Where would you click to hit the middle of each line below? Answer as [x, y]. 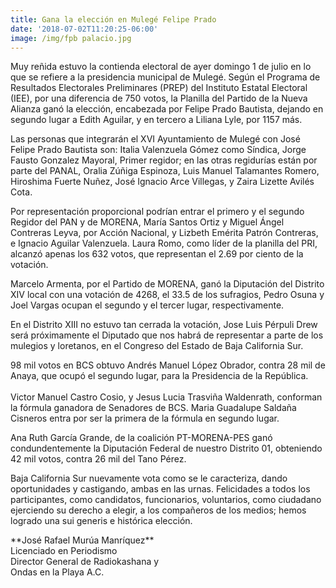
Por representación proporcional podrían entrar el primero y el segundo [157, 212]
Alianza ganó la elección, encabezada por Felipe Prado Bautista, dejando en [167, 109]
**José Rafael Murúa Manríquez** [82, 540]
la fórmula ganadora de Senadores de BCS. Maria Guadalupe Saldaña [153, 408]
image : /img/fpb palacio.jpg [71, 38]
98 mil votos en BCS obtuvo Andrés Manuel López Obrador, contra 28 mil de [168, 365]
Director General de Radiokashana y [85, 562]
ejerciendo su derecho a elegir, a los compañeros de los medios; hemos [158, 510]
